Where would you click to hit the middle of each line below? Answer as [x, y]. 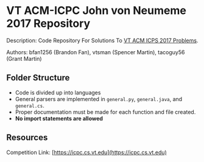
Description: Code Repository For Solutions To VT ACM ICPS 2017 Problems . [102, 40]
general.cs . [30, 105]
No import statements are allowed [59, 118]
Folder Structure [38, 78]
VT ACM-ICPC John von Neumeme [97, 11]
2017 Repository [48, 23]
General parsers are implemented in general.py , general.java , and [99, 99]
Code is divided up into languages [58, 93]
